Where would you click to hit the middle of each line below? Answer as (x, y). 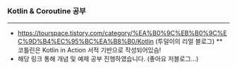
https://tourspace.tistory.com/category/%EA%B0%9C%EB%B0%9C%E (122, 33)
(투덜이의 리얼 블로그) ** (189, 41)
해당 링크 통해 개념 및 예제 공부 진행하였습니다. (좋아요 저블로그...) (108, 59)
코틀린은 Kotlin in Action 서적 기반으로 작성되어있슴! (89, 50)
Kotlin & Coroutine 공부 (47, 10)
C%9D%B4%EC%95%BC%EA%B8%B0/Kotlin (85, 41)
